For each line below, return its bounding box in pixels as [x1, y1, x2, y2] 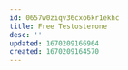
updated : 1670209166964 [9, 38, 100, 48]
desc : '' [9, 30, 43, 39]
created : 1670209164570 [9, 47, 100, 56]
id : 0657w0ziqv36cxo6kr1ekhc [9, 13, 120, 23]
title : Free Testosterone [9, 22, 107, 31]
